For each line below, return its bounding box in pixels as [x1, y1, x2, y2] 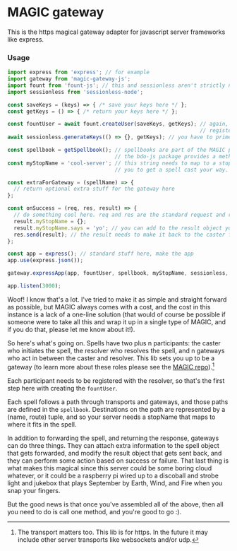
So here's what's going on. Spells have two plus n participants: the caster [7, 338, 221, 347]
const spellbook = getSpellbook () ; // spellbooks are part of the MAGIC [7, 146, 226, 154]
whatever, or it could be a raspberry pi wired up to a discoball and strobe [7, 471, 219, 480]
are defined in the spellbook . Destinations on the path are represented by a [7, 405, 226, 413]
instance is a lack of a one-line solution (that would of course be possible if [7, 310, 226, 319]
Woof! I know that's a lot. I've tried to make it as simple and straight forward [7, 295, 227, 304]
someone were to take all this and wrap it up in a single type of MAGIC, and [7, 317, 226, 326]
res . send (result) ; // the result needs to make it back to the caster [13, 231, 226, 238]
